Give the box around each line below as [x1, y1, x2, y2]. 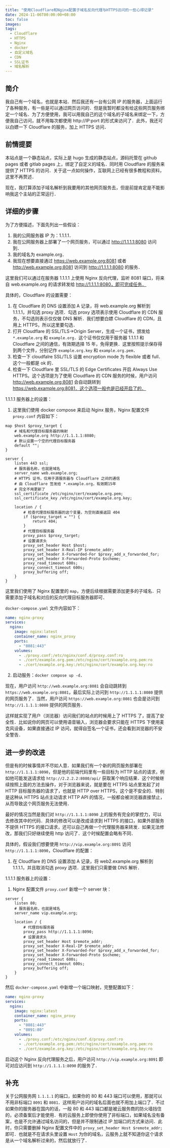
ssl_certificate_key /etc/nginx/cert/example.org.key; [14, 495, 133, 500]
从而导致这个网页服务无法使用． [5, 800, 72, 806]
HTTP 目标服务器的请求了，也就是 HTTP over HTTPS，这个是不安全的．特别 [5, 788, 164, 794]
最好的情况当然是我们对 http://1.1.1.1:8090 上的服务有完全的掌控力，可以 [5, 812, 162, 817]
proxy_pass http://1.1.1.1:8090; [23, 929, 94, 934]
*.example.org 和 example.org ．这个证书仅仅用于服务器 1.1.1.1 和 [12, 334, 144, 341]
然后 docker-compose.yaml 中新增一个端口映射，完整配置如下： [5, 984, 135, 990]
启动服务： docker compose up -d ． [12, 672, 85, 678]
